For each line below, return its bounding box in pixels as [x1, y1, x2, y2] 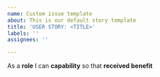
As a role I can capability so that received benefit [7, 62, 153, 70]
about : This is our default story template [7, 17, 137, 24]
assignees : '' [7, 36, 49, 43]
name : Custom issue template [7, 10, 93, 17]
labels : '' [7, 29, 39, 37]
